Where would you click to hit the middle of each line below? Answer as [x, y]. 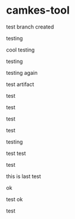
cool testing [20, 50]
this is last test [24, 176]
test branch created [30, 27]
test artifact [20, 84]
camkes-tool [38, 10]
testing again [22, 72]
